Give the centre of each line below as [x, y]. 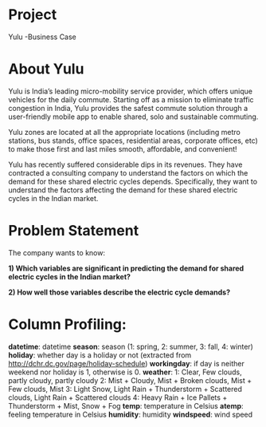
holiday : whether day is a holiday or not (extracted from [100, 355]
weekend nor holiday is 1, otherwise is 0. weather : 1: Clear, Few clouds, [125, 372]
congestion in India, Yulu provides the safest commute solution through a [128, 108]
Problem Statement [74, 231]
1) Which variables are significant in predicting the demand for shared [126, 268]
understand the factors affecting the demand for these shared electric [123, 190]
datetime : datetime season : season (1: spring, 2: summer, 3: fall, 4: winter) [131, 346]
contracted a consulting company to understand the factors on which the [128, 172]
